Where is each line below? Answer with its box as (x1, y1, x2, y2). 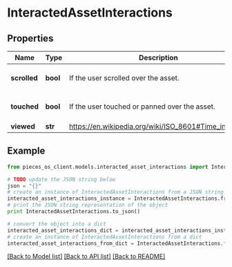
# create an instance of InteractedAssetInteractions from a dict (7, 233, 202, 240)
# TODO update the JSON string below (7, 176, 116, 183)
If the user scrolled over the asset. (68, 73, 180, 82)
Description (139, 53, 178, 62)
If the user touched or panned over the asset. (68, 102, 215, 111)
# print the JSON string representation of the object (7, 202, 168, 209)
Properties (7, 33, 54, 44)
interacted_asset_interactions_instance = (7, 195, 131, 202)
